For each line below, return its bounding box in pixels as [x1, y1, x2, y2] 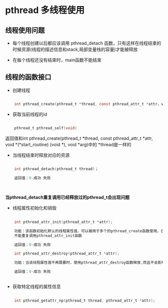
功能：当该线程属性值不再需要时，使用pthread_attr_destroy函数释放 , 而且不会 [14, 260, 158, 265]
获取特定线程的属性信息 [12, 283, 61, 290]
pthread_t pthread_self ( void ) [14, 125, 77, 130]
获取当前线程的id [12, 111, 47, 117]
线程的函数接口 [5, 73, 51, 81]
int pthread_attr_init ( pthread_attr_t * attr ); [14, 219, 113, 225]
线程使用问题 [5, 26, 45, 34]
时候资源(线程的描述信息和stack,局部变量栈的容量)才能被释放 [12, 46, 138, 52]
